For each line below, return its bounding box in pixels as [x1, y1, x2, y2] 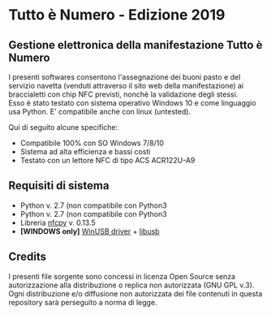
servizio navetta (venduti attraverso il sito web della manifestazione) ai [8, 81, 244, 90]
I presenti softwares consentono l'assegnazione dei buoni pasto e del [8, 72, 241, 82]
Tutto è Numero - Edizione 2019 [8, 6, 226, 24]
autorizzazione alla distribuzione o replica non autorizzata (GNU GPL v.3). [8, 280, 255, 290]
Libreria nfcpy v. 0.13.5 [19, 218, 96, 227]
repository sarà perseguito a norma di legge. [8, 297, 157, 307]
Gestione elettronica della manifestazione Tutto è [8, 38, 263, 52]
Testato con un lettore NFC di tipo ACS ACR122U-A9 [19, 156, 196, 165]
